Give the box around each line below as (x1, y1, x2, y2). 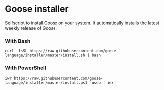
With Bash (5, 37, 31, 44)
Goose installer (5, 3, 69, 15)
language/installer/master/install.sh (5, 53, 85, 58)
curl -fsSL (5, 48, 28, 54)
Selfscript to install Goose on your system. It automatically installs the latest (5, 20, 160, 26)
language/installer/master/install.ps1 (5, 80, 88, 85)
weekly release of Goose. (5, 25, 57, 31)
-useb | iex (89, 80, 114, 85)
